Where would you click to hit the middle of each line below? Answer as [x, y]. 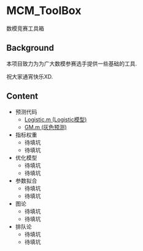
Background [30, 48]
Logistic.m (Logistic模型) [56, 119]
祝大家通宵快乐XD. [30, 77]
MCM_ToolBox [44, 11]
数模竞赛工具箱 [25, 28]
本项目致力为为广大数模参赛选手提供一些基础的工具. [72, 63]
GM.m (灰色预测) [46, 127]
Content [22, 96]
